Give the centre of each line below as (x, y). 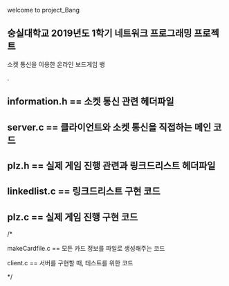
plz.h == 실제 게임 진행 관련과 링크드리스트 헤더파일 (111, 165)
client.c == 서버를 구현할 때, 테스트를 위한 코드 (70, 263)
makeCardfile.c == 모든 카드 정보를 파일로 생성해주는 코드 (86, 249)
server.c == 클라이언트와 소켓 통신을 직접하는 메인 (109, 127)
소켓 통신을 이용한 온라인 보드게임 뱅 (56, 64)
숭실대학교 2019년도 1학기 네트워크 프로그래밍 (100, 34)
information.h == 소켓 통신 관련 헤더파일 (91, 102)
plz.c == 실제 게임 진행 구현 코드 (73, 217)
